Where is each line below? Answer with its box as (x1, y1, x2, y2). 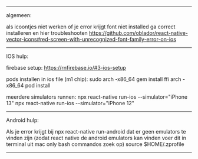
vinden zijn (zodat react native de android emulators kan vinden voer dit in (6, 134, 187, 141)
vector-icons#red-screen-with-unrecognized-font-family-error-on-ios (6, 36, 177, 43)
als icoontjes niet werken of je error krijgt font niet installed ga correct (6, 23, 176, 30)
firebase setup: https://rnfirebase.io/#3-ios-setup (6, 64, 127, 71)
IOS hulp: (6, 53, 28, 60)
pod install (25, 82, 51, 89)
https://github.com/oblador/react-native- (89, 30, 189, 36)
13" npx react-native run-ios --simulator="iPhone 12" (6, 100, 134, 106)
